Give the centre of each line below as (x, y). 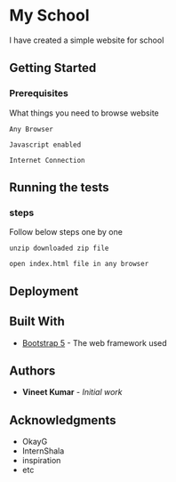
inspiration (41, 461)
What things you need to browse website (84, 113)
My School (50, 16)
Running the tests (59, 188)
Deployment (44, 291)
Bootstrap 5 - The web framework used (94, 342)
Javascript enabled (45, 145)
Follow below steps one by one (66, 232)
